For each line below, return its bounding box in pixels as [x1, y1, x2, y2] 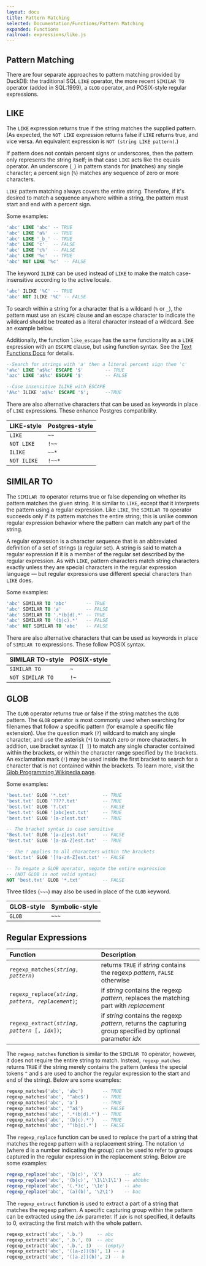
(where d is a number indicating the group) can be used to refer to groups [6, 1146, 193, 1154]
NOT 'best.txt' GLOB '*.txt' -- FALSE [6, 877, 124, 883]
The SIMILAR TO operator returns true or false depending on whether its [6, 492, 186, 500]
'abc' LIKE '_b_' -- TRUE [6, 236, 72, 242]
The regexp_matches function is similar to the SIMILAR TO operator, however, [6, 1050, 196, 1058]
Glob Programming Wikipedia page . [6, 769, 96, 775]
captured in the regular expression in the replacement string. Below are [6, 1153, 186, 1160]
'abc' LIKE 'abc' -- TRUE [6, 224, 72, 230]
